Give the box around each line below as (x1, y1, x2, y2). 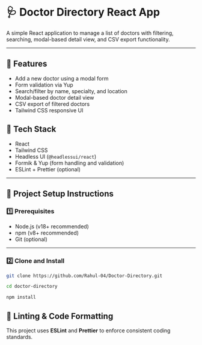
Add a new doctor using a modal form (14, 75, 109, 82)
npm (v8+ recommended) (14, 230, 79, 237)
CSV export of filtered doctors (14, 100, 90, 108)
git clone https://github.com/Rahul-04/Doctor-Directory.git (6, 272, 163, 279)
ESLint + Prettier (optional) (14, 165, 81, 172)
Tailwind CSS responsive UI (14, 106, 84, 114)
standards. (6, 333, 33, 340)
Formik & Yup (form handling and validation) (14, 159, 124, 166)
